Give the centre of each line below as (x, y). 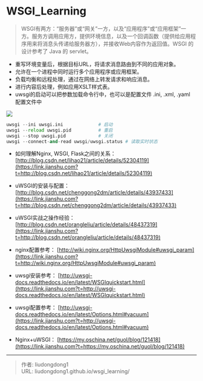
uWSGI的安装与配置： (42, 186)
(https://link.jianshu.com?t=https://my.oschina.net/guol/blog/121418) (100, 347)
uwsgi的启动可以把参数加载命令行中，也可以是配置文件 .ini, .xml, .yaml (102, 94)
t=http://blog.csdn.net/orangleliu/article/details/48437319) (88, 237)
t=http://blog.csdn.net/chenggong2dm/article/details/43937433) (96, 205)
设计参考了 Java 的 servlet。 (56, 51)
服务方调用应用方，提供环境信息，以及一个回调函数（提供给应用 (111, 36)
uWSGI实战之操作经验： (45, 218)
